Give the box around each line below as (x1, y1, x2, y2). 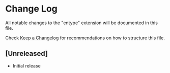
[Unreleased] (5, 49, 48, 58)
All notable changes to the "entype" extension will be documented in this (5, 20, 158, 26)
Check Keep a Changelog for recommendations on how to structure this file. (5, 35, 165, 41)
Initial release (12, 62, 41, 68)
